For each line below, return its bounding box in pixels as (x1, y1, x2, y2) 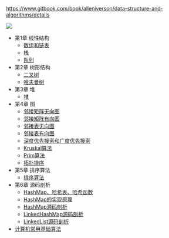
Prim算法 (23, 152, 45, 159)
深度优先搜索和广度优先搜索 (23, 138, 91, 144)
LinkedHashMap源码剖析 (23, 211, 84, 217)
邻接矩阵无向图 (23, 108, 60, 115)
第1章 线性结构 (14, 35, 50, 41)
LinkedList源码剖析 (23, 218, 69, 225)
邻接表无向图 (23, 123, 55, 129)
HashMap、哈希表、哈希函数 (23, 189, 93, 196)
